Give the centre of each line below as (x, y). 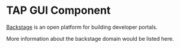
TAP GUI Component (58, 10)
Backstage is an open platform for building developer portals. (82, 27)
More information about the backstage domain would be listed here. (90, 38)
